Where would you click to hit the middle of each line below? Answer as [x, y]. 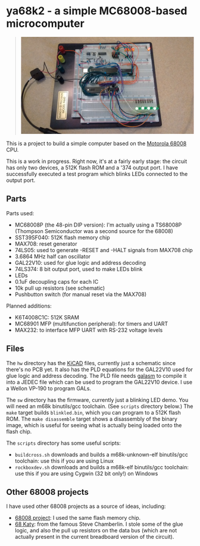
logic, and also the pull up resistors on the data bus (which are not [96, 531]
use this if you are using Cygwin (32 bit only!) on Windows [86, 473]
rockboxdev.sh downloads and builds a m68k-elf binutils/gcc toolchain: [101, 467]
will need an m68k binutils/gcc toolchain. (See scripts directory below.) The [100, 406]
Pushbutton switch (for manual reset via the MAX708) [81, 294]
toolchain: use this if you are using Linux [64, 461]
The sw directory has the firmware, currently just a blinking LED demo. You [97, 400]
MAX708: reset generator [46, 244]
